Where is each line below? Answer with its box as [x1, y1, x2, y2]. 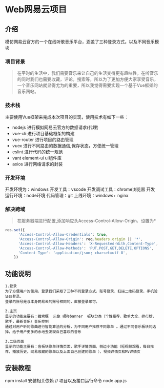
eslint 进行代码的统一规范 [12, 149, 63, 155]
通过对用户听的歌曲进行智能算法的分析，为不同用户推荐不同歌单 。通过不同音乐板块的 [5, 325, 153, 329]
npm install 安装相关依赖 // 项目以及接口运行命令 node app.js [5, 377, 127, 383]
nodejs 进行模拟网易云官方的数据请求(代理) [12, 124, 99, 130]
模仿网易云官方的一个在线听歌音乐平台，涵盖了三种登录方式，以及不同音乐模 [5, 39, 159, 44]
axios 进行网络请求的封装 [12, 161, 63, 167]
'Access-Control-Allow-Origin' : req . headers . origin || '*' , [18, 237, 143, 242]
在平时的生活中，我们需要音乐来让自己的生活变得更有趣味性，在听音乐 [17, 70, 159, 76]
